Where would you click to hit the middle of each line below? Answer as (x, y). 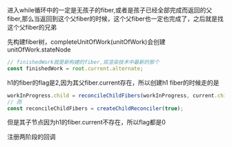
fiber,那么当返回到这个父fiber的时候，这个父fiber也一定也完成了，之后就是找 (115, 19)
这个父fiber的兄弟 (32, 27)
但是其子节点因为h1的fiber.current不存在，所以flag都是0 (86, 122)
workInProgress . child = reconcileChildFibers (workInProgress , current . (112, 95)
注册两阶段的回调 (31, 137)
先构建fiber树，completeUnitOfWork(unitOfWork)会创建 (86, 42)
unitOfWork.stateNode (39, 49)
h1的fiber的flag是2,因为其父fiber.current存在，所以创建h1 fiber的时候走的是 (113, 82)
